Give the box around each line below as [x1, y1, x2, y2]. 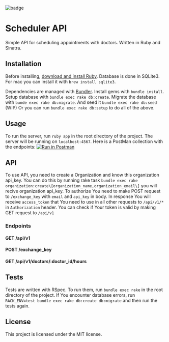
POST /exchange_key [5, 247, 52, 253]
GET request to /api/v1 [5, 210, 54, 216]
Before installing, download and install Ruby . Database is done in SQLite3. [5, 73, 160, 79]
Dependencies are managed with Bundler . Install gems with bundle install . [5, 88, 164, 94]
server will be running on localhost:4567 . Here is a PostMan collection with [5, 138, 163, 145]
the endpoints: [5, 144, 36, 150]
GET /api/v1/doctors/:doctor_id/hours [5, 259, 87, 265]
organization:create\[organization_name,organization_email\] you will [5, 183, 157, 189]
